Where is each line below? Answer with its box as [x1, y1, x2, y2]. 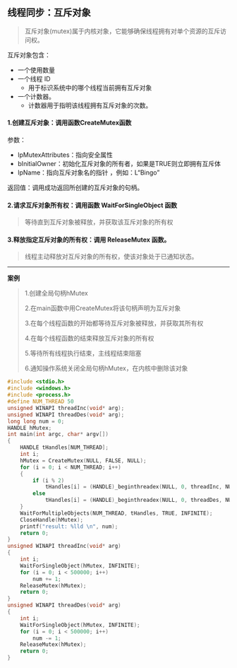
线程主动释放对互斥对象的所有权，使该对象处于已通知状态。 [24, 252, 198, 261]
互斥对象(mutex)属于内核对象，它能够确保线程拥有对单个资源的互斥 [24, 27, 221, 35]
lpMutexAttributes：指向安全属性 [17, 151, 113, 159]
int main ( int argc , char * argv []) [7, 430, 109, 438]
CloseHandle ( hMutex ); [20, 516, 83, 523]
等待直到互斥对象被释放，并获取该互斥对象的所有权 [24, 218, 174, 226]
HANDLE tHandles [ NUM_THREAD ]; [20, 444, 109, 451]
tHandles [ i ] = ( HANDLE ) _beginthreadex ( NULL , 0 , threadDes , [44, 497, 223, 504]
